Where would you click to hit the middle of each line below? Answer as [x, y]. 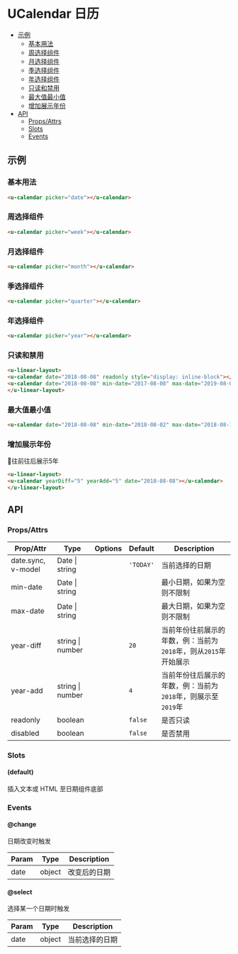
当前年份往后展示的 [193, 675]
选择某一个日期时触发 [38, 909]
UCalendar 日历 [53, 14]
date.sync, [28, 560]
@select [20, 892]
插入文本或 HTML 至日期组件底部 [55, 789]
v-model [25, 569]
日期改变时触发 [29, 841]
